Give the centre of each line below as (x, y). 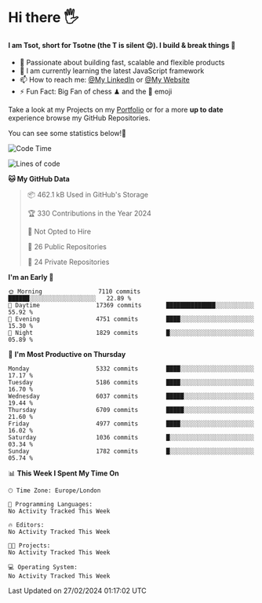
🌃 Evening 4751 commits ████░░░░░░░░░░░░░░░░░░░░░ (131, 319)
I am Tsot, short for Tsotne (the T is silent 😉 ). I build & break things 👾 (122, 45)
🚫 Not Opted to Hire (59, 232)
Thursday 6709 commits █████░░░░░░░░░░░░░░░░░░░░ (131, 410)
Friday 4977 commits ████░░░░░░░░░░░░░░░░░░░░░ (131, 424)
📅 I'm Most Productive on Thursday (67, 355)
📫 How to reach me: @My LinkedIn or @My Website (104, 80)
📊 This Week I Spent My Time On (64, 473)
